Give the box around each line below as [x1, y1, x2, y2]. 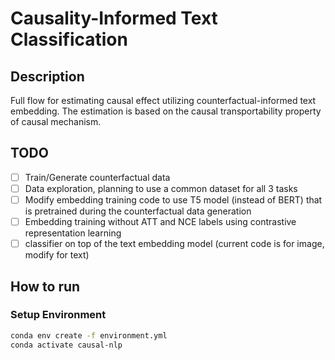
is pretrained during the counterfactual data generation [24, 205, 252, 217]
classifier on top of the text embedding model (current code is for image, [24, 238, 325, 250]
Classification [10, 28, 128, 51]
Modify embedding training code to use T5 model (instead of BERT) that [24, 193, 323, 206]
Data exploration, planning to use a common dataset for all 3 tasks [24, 182, 298, 194]
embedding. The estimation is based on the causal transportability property [10, 105, 322, 117]
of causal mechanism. [10, 116, 102, 127]
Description [10, 68, 85, 85]
